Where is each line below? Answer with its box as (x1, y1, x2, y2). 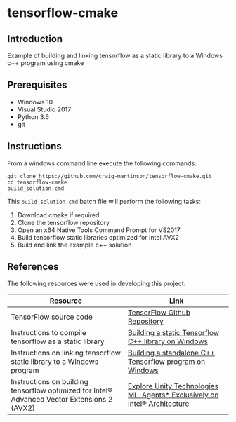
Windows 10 (17, 97, 53, 106)
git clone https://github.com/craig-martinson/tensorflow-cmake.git (7, 172, 212, 179)
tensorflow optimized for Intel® (11, 386, 113, 395)
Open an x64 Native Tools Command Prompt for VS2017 (17, 226, 181, 234)
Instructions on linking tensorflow (11, 348, 122, 358)
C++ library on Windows (127, 336, 209, 346)
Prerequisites (7, 79, 67, 91)
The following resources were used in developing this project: (7, 279, 186, 288)
